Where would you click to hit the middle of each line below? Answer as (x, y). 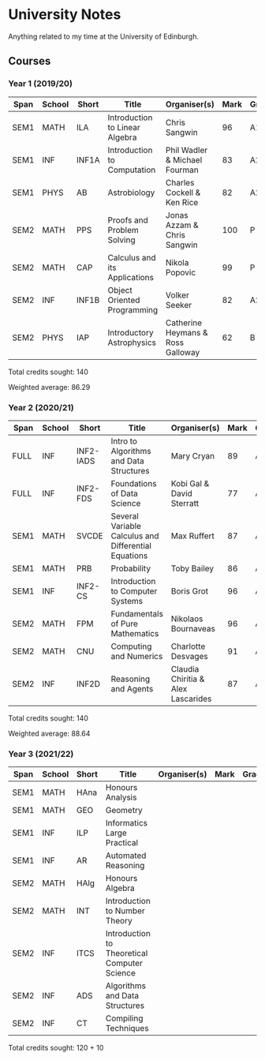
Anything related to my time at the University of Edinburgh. (104, 36)
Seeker (179, 305)
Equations (129, 556)
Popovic (181, 272)
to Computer (134, 591)
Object (120, 290)
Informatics (127, 823)
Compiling (124, 1018)
